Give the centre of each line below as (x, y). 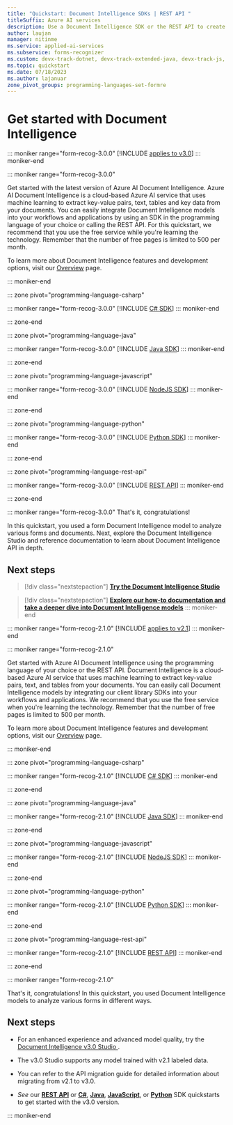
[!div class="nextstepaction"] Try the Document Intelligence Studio (122, 587)
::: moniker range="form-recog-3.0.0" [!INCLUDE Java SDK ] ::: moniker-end (116, 349)
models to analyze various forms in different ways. (80, 1001)
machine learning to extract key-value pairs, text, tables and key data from (114, 203)
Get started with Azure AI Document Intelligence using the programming (111, 663)
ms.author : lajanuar (37, 78)
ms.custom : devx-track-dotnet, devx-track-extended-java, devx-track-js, (116, 59)
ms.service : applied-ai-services (56, 46)
